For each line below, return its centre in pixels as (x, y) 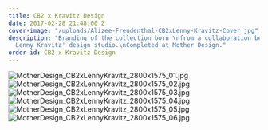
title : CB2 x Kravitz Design (57, 16)
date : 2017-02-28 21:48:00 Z (57, 23)
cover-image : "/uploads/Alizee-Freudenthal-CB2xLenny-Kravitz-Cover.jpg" (134, 30)
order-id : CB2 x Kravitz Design (62, 53)
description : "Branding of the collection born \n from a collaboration (130, 38)
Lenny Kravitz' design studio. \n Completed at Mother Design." (121, 45)
